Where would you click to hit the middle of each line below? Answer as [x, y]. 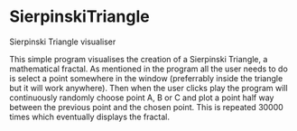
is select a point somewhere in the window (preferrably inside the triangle [146, 78]
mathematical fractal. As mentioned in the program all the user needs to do [149, 69]
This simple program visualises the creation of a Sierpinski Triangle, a [139, 59]
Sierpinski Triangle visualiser [63, 42]
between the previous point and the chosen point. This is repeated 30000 [147, 107]
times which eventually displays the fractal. [89, 117]
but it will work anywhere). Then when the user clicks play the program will [148, 88]
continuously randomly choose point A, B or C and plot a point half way [142, 98]
